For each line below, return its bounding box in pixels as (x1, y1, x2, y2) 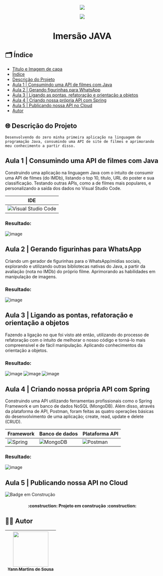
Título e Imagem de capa (12, 66, 63, 72)
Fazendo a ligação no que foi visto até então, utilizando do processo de (5, 332, 149, 338)
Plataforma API (82, 430, 119, 437)
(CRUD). (5, 418, 22, 424)
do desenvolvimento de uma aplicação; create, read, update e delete (5, 414, 144, 419)
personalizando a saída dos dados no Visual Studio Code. (5, 185, 121, 191)
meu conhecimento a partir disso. (5, 143, 76, 148)
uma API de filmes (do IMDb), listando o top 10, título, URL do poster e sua (5, 175, 155, 181)
